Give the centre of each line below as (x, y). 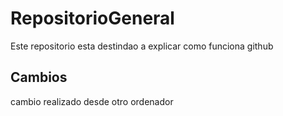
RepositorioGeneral (92, 18)
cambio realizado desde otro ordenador (92, 101)
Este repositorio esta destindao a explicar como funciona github (142, 46)
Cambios (39, 77)
